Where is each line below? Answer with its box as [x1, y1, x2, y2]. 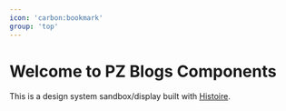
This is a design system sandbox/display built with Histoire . [9, 91, 232, 102]
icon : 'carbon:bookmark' [9, 13, 104, 23]
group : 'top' [9, 22, 59, 31]
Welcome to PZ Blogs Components [9, 61, 277, 82]
